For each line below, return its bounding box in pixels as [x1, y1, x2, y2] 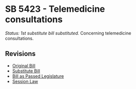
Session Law [12, 78, 38, 84]
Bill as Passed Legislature [12, 73, 64, 79]
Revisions [5, 50, 36, 58]
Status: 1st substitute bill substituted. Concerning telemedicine [5, 30, 132, 36]
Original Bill [12, 62, 36, 68]
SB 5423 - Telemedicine [5, 3, 106, 15]
